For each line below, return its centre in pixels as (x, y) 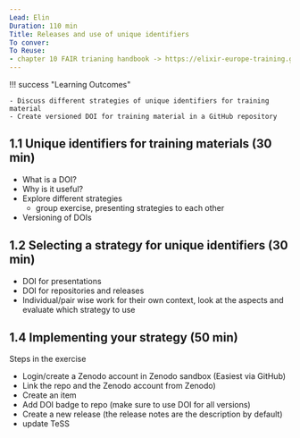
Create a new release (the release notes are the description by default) (152, 414)
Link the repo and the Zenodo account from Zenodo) (119, 386)
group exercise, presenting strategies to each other (130, 207)
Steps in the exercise (48, 359)
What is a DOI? (50, 179)
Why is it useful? (52, 189)
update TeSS (46, 424)
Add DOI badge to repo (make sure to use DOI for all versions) (137, 405)
